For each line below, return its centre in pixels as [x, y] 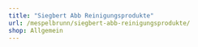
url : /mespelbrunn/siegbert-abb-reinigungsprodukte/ [99, 23]
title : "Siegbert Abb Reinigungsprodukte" [81, 16]
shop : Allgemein [36, 30]
